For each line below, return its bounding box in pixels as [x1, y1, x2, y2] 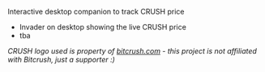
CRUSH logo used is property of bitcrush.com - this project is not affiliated [7, 46, 257, 55]
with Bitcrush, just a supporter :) [7, 55, 115, 64]
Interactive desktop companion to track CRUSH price [7, 7, 185, 16]
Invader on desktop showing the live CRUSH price [19, 22, 187, 31]
